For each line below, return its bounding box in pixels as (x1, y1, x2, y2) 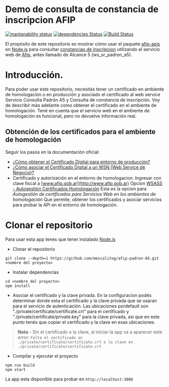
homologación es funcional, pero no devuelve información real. (5, 113, 137, 119)
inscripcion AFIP (5, 14, 76, 26)
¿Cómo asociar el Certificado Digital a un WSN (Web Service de (12, 164, 145, 170)
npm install (5, 283, 30, 288)
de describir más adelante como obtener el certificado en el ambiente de (5, 102, 157, 108)
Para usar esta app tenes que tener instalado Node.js (5, 236, 116, 242)
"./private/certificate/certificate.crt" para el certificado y (12, 308, 130, 314)
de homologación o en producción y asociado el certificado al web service (5, 91, 160, 97)
